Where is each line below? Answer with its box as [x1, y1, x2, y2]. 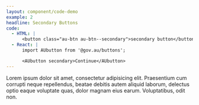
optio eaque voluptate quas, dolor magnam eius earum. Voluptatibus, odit [6, 87, 185, 94]
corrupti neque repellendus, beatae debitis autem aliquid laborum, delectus [6, 81, 190, 88]
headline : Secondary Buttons [6, 20, 78, 26]
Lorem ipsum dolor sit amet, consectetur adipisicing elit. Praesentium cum [6, 74, 187, 81]
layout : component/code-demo [6, 8, 78, 15]
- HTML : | [11, 31, 36, 37]
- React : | [11, 42, 38, 48]
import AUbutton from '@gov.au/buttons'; [21, 47, 126, 53]
